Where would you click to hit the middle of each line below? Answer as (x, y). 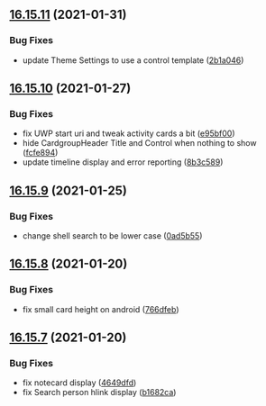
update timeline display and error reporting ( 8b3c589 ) (123, 162)
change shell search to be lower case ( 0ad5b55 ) (112, 236)
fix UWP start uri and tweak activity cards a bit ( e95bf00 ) (128, 133)
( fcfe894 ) (40, 153)
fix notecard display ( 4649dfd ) (79, 383)
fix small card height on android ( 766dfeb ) (101, 309)
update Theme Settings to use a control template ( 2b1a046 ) (133, 60)
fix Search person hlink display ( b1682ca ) (99, 392)
